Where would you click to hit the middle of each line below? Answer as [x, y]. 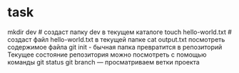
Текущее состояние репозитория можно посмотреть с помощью [107, 55]
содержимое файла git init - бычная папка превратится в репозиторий [115, 47]
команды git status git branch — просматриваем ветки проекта [103, 62]
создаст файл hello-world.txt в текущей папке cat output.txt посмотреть [116, 39]
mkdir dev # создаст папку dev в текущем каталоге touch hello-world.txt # [119, 32]
